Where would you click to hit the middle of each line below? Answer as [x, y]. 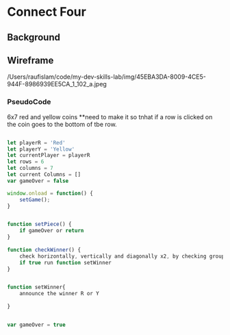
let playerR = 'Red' [37, 142]
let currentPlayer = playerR [49, 156]
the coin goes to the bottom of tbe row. [62, 124]
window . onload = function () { [50, 193]
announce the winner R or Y [59, 294]
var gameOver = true [37, 325]
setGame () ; [35, 199]
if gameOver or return [52, 231]
